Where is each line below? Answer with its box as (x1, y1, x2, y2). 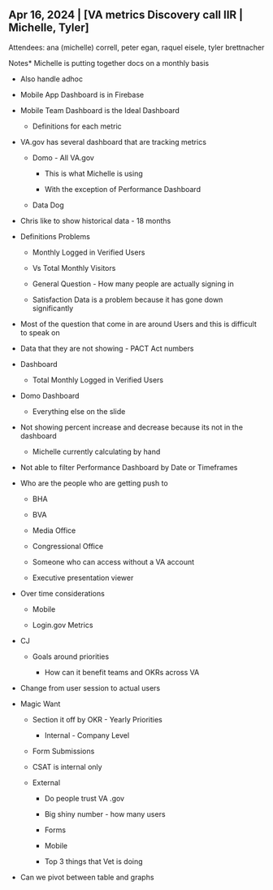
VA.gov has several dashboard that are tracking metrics (19, 137, 207, 146)
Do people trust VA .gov (44, 793, 124, 803)
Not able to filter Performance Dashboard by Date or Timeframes (19, 462, 238, 472)
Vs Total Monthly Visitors (32, 263, 116, 273)
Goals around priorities (32, 652, 110, 661)
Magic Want (19, 699, 61, 709)
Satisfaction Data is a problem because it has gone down (32, 294, 223, 304)
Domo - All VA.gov (32, 152, 95, 163)
